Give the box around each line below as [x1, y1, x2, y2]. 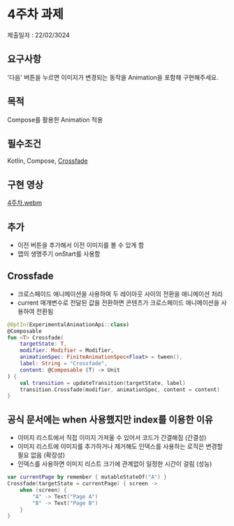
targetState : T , [20, 340, 68, 348]
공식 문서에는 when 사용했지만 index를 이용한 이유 [7, 414, 214, 425]
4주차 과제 [7, 6, 64, 22]
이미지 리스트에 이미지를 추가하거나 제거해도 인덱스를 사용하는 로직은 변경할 [17, 442, 224, 451]
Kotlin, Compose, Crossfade [7, 156, 89, 165]
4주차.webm [7, 198, 43, 207]
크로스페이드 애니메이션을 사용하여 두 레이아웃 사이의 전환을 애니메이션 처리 [17, 289, 224, 298]
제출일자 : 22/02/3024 [7, 31, 70, 39]
